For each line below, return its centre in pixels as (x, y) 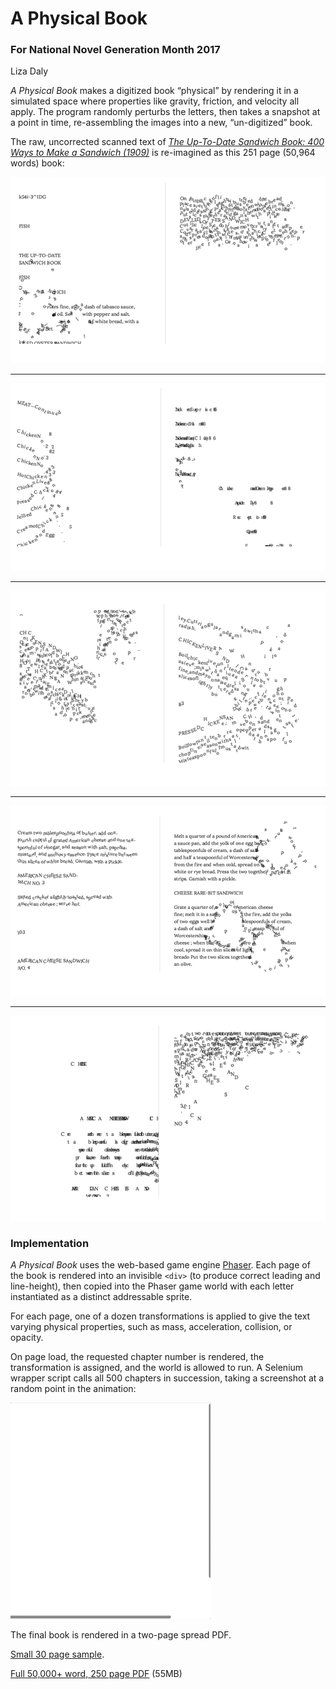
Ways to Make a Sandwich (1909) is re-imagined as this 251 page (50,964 (163, 153)
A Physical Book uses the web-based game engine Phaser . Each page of (160, 1265)
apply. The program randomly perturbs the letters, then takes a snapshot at (165, 112)
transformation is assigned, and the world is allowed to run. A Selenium (157, 1368)
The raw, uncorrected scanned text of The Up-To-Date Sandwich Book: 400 (167, 142)
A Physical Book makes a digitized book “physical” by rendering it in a (154, 91)
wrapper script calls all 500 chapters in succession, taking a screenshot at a (167, 1378)
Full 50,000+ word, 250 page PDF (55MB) (96, 1674)
